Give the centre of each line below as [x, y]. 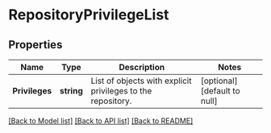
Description [142, 67]
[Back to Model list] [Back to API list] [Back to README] [101, 121]
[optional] [219, 81]
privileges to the [121, 91]
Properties [35, 45]
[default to [220, 91]
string [71, 91]
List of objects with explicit [141, 81]
